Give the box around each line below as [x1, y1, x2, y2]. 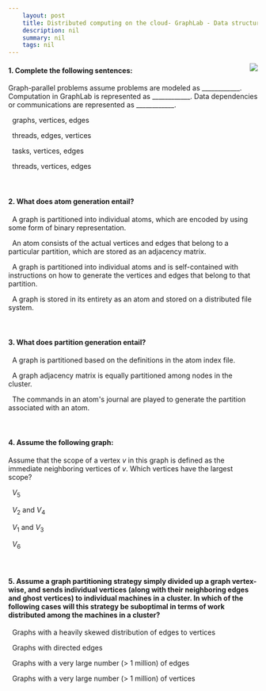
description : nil [22, 26, 80, 34]
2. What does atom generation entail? [8, 196, 135, 206]
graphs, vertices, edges [11, 116, 89, 125]
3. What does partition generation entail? [8, 338, 146, 347]
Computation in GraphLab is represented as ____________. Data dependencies [8, 92, 258, 102]
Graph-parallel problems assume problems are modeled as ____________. [8, 83, 242, 93]
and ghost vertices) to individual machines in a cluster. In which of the [8, 593, 244, 603]
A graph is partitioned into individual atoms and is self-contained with [11, 262, 239, 271]
